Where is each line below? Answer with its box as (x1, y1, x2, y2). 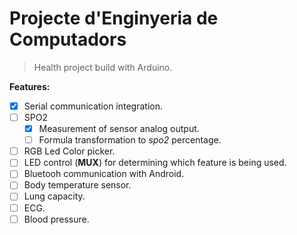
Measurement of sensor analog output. (38, 123, 200, 135)
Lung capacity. (23, 190, 86, 202)
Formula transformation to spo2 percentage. (38, 134, 222, 146)
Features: (9, 80, 51, 92)
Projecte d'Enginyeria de (9, 7, 219, 30)
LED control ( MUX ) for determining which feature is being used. (23, 157, 287, 169)
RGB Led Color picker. (23, 145, 116, 157)
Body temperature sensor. (23, 179, 132, 191)
